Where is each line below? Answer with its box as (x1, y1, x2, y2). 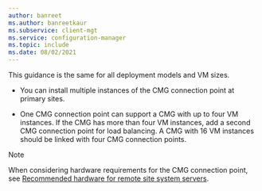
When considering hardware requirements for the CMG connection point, (8, 166, 248, 174)
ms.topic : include (8, 41, 69, 49)
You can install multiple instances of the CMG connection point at (19, 86, 235, 95)
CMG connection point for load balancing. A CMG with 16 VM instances (19, 126, 255, 136)
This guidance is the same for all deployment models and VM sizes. (8, 71, 230, 79)
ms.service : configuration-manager (8, 33, 127, 42)
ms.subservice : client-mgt (8, 26, 98, 34)
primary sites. (19, 94, 65, 103)
